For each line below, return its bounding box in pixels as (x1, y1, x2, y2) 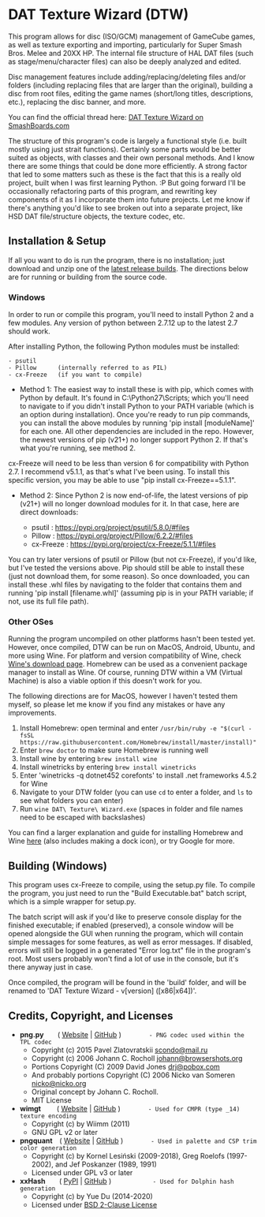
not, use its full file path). (8, 597, 89, 607)
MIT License (31, 1095, 73, 1105)
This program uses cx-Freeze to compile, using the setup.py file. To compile (8, 880, 256, 890)
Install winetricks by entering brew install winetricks (19, 763, 197, 772)
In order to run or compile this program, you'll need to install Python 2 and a (8, 310, 254, 319)
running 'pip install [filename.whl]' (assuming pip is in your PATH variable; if (8, 588, 254, 598)
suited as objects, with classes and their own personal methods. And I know (8, 152, 255, 162)
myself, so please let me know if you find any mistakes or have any (8, 700, 226, 709)
